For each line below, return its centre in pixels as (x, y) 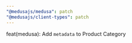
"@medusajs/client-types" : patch (48, 17)
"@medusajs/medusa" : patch (40, 11)
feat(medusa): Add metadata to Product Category (66, 34)
